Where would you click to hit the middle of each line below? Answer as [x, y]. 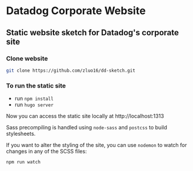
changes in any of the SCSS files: [46, 152]
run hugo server [34, 105]
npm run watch [24, 162]
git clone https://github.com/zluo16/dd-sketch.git [71, 71]
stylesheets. [21, 134]
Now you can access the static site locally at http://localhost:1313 [85, 116]
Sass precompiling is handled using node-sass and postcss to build [87, 128]
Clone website [27, 58]
